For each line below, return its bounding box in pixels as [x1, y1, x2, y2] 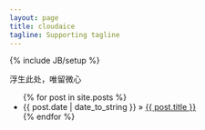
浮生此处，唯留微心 [9, 74, 82, 85]
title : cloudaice [9, 22, 76, 31]
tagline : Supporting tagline [9, 30, 120, 39]
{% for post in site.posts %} [22, 92, 128, 103]
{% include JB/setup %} [9, 55, 100, 66]
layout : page [9, 13, 59, 23]
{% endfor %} [22, 111, 76, 123]
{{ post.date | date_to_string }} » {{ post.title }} [22, 102, 197, 113]
